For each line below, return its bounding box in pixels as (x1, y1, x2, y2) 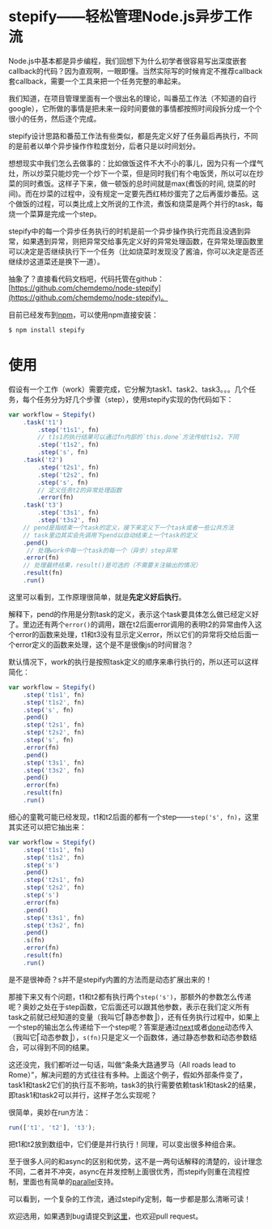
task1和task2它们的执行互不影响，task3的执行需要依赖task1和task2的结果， (8, 1080, 261, 1090)
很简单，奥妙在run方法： (8, 1107, 91, 1117)
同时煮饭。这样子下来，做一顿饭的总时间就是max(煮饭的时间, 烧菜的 (22, 178, 249, 188)
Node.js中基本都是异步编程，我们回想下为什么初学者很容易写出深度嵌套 (8, 56, 247, 66)
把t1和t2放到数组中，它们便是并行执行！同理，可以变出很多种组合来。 (8, 1139, 240, 1149)
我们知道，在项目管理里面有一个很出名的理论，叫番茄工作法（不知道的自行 (8, 93, 257, 103)
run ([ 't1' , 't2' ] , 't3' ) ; (8, 1124, 96, 1132)
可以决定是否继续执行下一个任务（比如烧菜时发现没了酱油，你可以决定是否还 (8, 246, 264, 256)
